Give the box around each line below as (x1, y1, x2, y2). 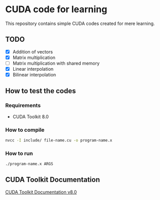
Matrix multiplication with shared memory (12, 60, 100, 66)
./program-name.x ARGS (5, 161, 53, 166)
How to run (5, 150, 33, 157)
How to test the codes (5, 87, 76, 95)
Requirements (5, 102, 41, 109)
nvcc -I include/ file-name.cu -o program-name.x (5, 138, 113, 143)
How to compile (5, 126, 45, 133)
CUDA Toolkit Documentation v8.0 (5, 189, 77, 195)
